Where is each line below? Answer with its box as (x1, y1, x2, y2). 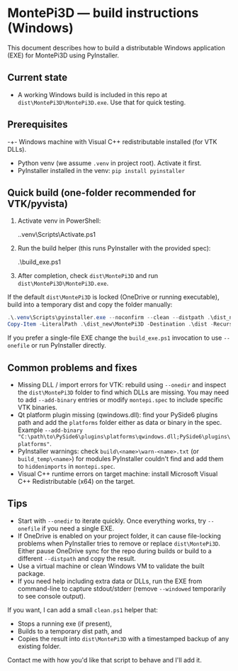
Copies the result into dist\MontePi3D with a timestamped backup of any (17, 634, 229, 643)
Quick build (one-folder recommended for (7, 187, 196, 199)
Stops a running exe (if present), (17, 619, 112, 628)
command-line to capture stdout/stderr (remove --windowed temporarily (17, 584, 227, 593)
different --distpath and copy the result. (17, 554, 137, 562)
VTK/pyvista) (7, 197, 69, 210)
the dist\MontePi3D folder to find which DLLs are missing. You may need (17, 388, 229, 396)
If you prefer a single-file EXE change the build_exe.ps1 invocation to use (7, 333, 222, 342)
